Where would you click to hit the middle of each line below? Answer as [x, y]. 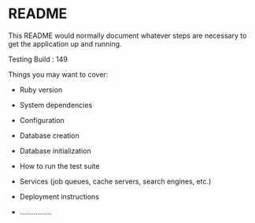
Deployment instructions [59, 196]
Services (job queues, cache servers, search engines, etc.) [115, 181]
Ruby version [41, 89]
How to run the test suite [59, 165]
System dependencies [56, 105]
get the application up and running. [65, 43]
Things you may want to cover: [58, 74]
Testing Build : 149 [38, 59]
